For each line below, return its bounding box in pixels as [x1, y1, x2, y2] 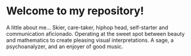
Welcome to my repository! [6, 4, 144, 18]
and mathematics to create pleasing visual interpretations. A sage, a [6, 36, 174, 43]
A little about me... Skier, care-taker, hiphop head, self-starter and [6, 24, 169, 31]
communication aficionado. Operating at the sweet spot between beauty [6, 30, 185, 37]
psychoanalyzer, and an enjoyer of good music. [6, 43, 124, 50]
